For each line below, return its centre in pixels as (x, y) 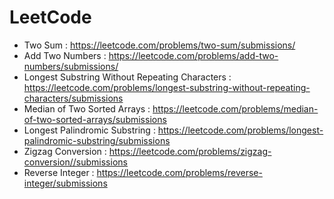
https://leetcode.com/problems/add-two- (193, 55)
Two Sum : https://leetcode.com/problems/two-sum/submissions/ (159, 45)
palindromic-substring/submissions (97, 140)
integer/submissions (65, 183)
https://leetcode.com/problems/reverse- (179, 172)
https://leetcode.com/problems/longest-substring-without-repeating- (167, 87)
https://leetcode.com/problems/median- (235, 108)
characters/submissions (73, 98)
